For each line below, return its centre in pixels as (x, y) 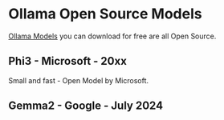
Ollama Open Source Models (105, 14)
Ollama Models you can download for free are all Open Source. (112, 36)
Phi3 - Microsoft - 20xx (67, 61)
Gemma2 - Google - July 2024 (86, 106)
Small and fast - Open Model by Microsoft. (79, 80)
